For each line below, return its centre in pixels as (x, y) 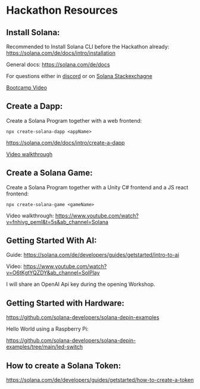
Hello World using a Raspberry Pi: (47, 329)
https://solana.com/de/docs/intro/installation (61, 53)
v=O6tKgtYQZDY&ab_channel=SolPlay (53, 273)
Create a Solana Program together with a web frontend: (74, 120)
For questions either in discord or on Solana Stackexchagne (79, 76)
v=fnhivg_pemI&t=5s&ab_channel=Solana (57, 222)
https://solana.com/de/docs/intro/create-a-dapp (65, 142)
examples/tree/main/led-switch (45, 347)
